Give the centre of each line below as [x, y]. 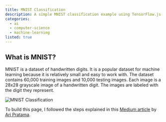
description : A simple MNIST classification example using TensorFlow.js [83, 14]
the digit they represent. [30, 90]
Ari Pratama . [18, 115]
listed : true [19, 38]
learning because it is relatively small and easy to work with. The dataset [80, 74]
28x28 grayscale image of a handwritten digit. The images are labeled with [82, 85]
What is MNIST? [31, 57]
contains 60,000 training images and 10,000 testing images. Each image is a [83, 80]
